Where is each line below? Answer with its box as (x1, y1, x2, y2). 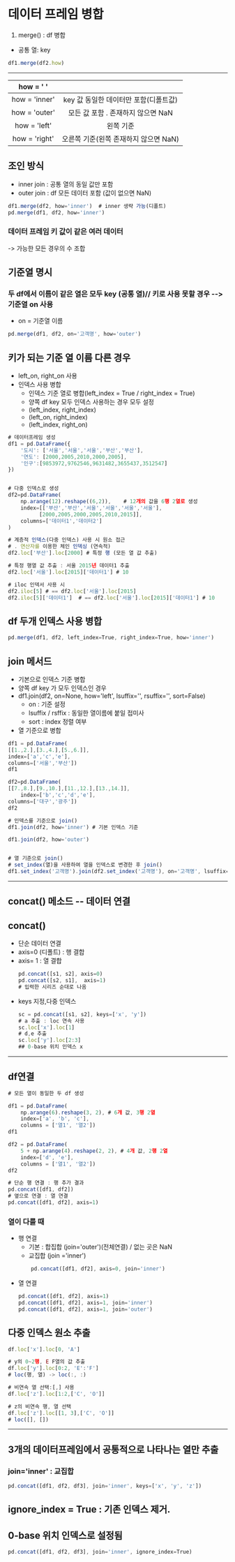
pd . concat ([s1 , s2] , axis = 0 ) (17, 971, 103, 978)
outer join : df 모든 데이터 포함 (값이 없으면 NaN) (17, 188, 152, 197)
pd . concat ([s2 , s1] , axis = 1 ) (17, 977, 107, 984)
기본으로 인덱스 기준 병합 (17, 675, 86, 683)
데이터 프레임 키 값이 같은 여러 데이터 (8, 227, 124, 237)
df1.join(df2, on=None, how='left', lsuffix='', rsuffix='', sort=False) (17, 692, 206, 700)
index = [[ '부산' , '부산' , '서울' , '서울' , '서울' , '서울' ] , (20, 504, 162, 512)
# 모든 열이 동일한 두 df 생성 (8, 1089, 84, 1096)
